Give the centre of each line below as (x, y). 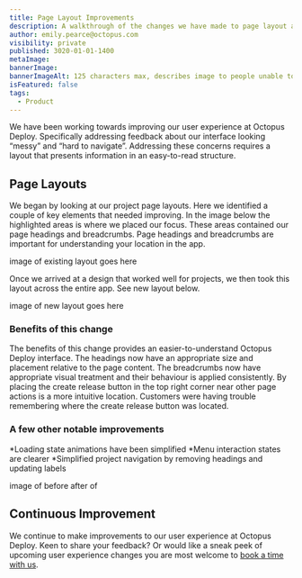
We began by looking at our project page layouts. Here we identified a (138, 206)
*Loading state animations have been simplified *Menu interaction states (145, 449)
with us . (24, 564)
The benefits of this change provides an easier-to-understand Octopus (141, 348)
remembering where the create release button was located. (119, 406)
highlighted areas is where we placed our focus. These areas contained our (149, 225)
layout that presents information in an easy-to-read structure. (123, 156)
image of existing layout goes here (73, 261)
